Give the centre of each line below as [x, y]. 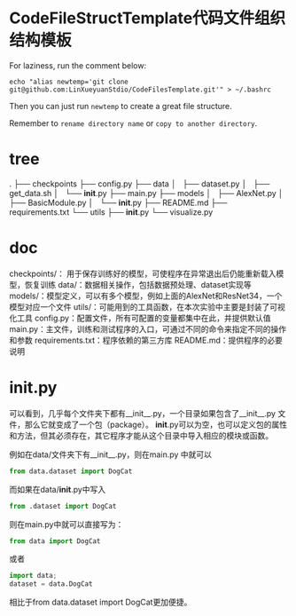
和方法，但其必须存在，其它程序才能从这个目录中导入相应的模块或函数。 [141, 435]
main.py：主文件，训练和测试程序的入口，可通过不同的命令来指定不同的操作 [148, 328]
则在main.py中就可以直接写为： [66, 524]
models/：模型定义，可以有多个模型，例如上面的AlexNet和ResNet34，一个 [146, 296]
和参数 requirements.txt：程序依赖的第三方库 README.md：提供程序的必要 [146, 340]
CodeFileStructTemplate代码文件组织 [148, 18]
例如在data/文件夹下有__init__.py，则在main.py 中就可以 [111, 454]
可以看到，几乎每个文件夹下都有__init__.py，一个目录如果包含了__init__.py [143, 413]
